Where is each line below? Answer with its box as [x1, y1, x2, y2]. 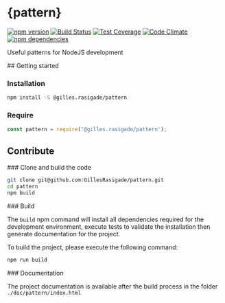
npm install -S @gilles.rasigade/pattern [7, 94, 128, 101]
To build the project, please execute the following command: [7, 243, 178, 251]
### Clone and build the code [7, 164, 91, 172]
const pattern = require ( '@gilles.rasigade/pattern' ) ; [7, 126, 167, 133]
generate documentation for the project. [7, 229, 121, 238]
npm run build [7, 256, 48, 263]
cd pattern [7, 183, 38, 190]
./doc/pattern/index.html [7, 289, 81, 296]
